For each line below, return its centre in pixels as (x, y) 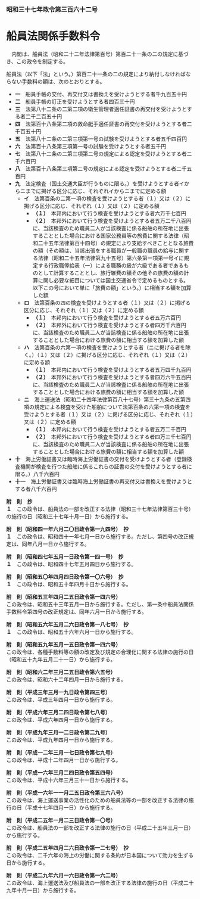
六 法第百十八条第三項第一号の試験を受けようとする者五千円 (90, 146)
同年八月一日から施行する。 (56, 544)
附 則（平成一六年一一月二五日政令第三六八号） (66, 792)
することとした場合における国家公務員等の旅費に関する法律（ (108, 235)
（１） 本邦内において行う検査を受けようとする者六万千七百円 (109, 213)
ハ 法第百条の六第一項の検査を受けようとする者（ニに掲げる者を (104, 347)
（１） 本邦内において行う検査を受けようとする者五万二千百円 (109, 429)
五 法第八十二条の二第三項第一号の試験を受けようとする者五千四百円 (101, 139)
